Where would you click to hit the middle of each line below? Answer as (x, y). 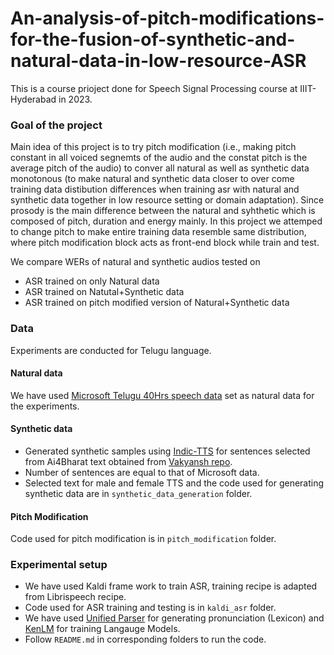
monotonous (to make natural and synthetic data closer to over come (152, 179)
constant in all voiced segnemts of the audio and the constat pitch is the (159, 158)
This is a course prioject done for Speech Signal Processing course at (154, 88)
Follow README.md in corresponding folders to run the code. (145, 639)
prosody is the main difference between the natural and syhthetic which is (163, 211)
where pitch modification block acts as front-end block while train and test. (165, 243)
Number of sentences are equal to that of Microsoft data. (142, 472)
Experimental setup (59, 565)
